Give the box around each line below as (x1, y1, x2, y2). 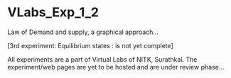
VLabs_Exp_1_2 (7, 4, 100, 21)
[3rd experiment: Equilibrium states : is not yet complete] (7, 41, 174, 50)
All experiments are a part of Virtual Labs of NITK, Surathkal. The (7, 55, 198, 64)
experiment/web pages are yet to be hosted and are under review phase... (7, 62, 225, 71)
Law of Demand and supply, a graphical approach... (7, 28, 159, 36)
